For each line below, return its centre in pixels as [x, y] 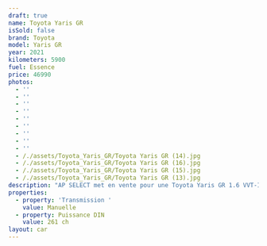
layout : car [28, 230]
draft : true [28, 15]
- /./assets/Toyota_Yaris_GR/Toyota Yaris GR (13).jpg [108, 178]
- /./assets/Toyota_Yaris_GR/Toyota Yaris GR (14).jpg [108, 156]
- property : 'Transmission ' [64, 200]
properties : [28, 192]
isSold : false [32, 30]
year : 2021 [26, 52]
